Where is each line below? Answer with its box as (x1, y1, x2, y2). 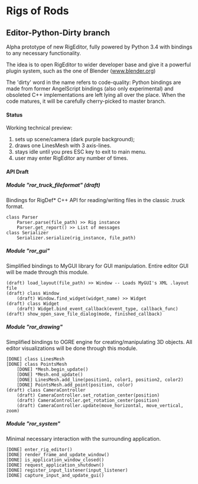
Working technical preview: (6, 124, 73, 131)
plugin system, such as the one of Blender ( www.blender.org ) (6, 67, 156, 74)
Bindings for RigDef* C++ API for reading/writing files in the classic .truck (6, 196, 185, 203)
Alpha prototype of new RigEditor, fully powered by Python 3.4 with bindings (6, 43, 193, 50)
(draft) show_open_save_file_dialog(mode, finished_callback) (6, 311, 163, 317)
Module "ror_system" (6, 420, 61, 427)
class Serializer (6, 229, 49, 236)
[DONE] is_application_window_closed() (6, 457, 105, 463)
